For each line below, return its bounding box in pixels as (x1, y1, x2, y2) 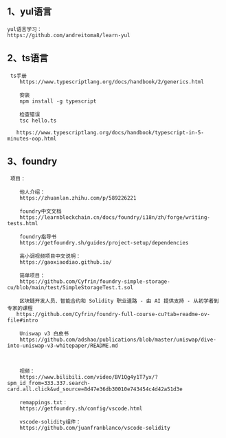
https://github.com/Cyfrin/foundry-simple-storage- (19, 278, 170, 285)
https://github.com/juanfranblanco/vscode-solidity (19, 425, 170, 432)
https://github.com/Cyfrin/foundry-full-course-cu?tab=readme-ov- (16, 311, 211, 318)
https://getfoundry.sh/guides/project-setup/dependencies (19, 240, 189, 247)
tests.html (7, 220, 38, 227)
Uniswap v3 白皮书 (19, 331, 69, 337)
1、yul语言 (7, 6, 52, 18)
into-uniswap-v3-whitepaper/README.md (7, 342, 118, 349)
